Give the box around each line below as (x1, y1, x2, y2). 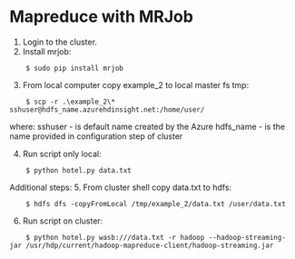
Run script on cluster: (22, 215, 103, 226)
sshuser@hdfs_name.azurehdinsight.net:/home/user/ (9, 105, 205, 115)
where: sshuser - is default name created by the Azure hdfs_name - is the (9, 121, 286, 132)
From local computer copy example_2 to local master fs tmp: (22, 79, 250, 90)
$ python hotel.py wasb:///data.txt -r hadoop (25, 233, 205, 242)
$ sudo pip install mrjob (25, 64, 124, 73)
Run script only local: (22, 148, 102, 159)
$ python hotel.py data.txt (25, 165, 132, 174)
